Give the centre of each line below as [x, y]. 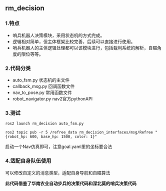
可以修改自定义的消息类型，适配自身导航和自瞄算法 [58, 172]
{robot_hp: [16, 137]
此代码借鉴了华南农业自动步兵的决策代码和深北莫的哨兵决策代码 [71, 183]
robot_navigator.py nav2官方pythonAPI [52, 98]
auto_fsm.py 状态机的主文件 [41, 80]
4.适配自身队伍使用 [28, 161]
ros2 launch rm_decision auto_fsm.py [44, 124]
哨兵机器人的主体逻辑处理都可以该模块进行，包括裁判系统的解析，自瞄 [85, 47]
